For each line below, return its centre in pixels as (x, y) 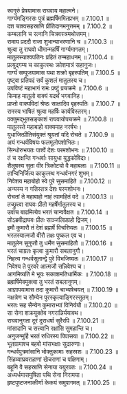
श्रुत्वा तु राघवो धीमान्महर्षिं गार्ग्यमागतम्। (48, 49)
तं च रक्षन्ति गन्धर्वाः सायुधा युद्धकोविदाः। (49, 158)
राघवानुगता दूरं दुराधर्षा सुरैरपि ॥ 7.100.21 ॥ (56, 321)
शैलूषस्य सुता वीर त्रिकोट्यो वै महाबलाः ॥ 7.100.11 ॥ (63, 166)
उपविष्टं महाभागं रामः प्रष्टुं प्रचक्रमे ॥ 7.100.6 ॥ (58, 88)
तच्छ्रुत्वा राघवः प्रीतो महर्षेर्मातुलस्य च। (46, 204)
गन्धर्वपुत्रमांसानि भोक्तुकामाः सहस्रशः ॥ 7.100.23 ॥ (63, 352)
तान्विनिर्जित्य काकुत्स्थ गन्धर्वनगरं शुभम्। (50, 173)
